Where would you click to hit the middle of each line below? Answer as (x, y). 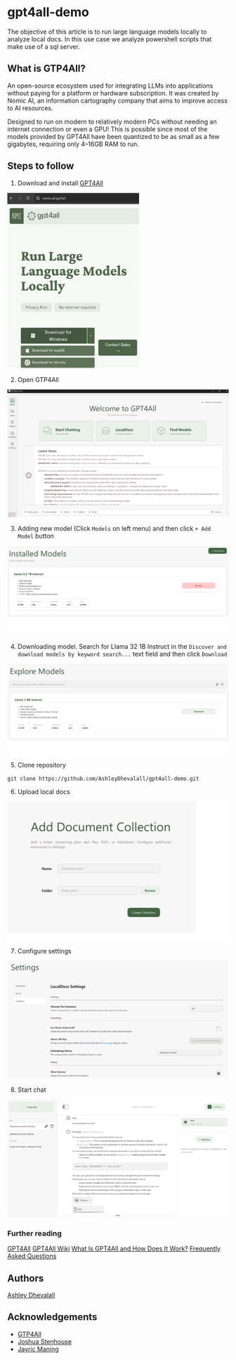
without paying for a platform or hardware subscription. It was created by (113, 93)
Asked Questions (32, 1256)
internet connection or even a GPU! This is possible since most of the (107, 129)
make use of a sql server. (44, 46)
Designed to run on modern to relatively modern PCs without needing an (112, 121)
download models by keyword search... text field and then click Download (122, 654)
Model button (36, 536)
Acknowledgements (52, 1317)
